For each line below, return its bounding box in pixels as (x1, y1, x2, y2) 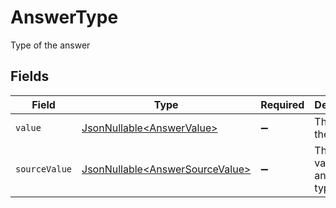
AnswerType (10, 6, 119, 29)
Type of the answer (10, 39, 91, 51)
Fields (10, 68, 50, 85)
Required (260, 97, 305, 111)
